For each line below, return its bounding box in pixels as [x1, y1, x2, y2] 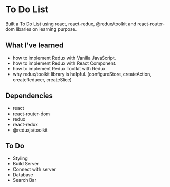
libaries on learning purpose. [16, 26, 77, 32]
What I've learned [5, 41, 64, 50]
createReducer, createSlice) [12, 76, 72, 83]
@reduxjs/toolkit [12, 127, 48, 133]
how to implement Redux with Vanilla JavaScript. [12, 54, 116, 61]
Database [12, 172, 33, 178]
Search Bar [12, 177, 37, 183]
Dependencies [5, 91, 53, 100]
